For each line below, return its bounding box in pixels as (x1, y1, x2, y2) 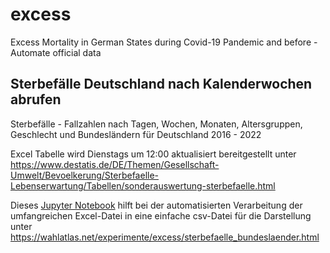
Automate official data (10, 46, 102, 58)
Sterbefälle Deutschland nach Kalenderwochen (10, 76, 313, 93)
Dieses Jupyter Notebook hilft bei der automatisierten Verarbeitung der (10, 199, 303, 211)
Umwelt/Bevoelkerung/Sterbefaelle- (10, 169, 160, 181)
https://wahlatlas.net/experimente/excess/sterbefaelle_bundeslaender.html (10, 231, 320, 243)
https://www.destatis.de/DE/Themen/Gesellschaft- (10, 158, 220, 170)
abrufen (10, 91, 62, 108)
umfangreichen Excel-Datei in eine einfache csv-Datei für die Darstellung (10, 209, 312, 222)
